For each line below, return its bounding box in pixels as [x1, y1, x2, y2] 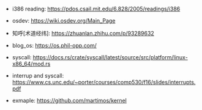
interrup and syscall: [12, 72, 64, 79]
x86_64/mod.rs [12, 61, 51, 67]
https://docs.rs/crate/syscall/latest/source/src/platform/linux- [32, 54, 188, 61]
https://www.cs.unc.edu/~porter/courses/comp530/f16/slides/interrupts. [12, 79, 196, 86]
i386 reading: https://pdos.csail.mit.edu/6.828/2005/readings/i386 [12, 5, 181, 12]
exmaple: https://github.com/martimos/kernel [12, 97, 127, 104]
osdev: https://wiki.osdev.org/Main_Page [12, 17, 116, 24]
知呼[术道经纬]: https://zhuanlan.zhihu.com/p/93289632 [12, 30, 154, 37]
